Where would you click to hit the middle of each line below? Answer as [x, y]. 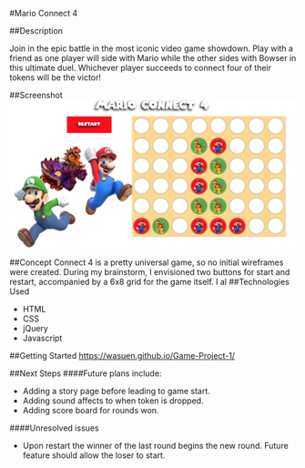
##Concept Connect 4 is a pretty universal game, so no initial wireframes [147, 262]
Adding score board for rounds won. [91, 410]
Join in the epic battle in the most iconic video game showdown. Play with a [152, 48]
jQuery [35, 328]
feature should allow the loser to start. [94, 455]
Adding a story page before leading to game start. [117, 391]
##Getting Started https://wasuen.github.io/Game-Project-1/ [122, 355]
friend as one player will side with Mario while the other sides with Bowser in [153, 58]
